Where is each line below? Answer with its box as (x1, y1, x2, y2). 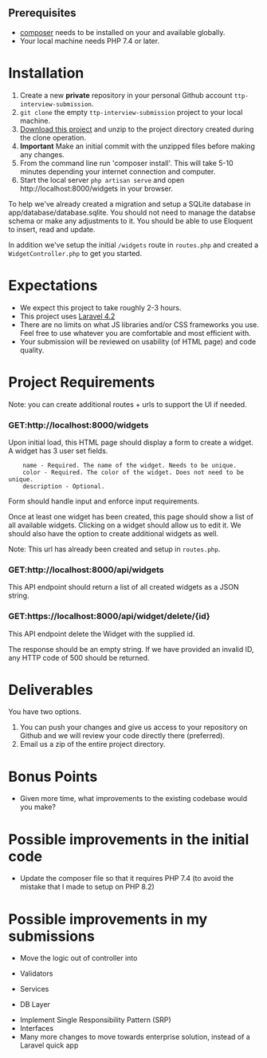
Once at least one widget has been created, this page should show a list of (8, 511, 253, 521)
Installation (8, 64, 84, 82)
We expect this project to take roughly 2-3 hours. (19, 302, 182, 312)
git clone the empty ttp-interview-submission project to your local (19, 107, 243, 116)
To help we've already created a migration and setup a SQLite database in (8, 199, 251, 208)
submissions (8, 927, 96, 945)
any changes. (19, 149, 65, 159)
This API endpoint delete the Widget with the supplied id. (8, 629, 195, 638)
